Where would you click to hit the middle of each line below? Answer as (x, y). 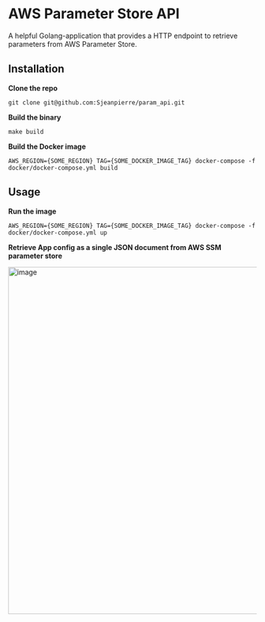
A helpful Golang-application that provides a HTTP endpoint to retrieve (123, 36)
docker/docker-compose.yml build (63, 168)
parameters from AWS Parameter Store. (73, 44)
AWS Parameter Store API (94, 14)
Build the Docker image (47, 146)
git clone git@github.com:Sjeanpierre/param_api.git (97, 102)
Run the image (32, 211)
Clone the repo (33, 88)
